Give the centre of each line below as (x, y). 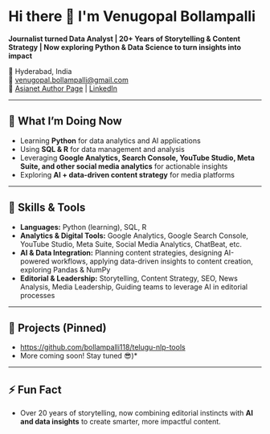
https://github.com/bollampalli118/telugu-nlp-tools (103, 347)
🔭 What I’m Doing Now (65, 121)
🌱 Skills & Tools (47, 208)
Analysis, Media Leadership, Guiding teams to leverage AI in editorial (133, 287)
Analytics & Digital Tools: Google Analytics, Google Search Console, (134, 235)
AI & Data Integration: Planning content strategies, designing (121, 252)
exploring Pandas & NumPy (65, 269)
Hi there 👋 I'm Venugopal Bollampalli (132, 16)
